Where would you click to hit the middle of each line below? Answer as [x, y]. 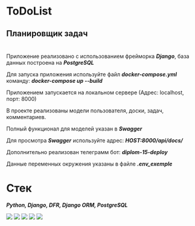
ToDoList [29, 11]
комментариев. [26, 117]
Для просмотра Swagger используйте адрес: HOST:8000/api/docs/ [94, 140]
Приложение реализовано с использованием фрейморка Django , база [98, 56]
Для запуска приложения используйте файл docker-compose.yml [91, 74]
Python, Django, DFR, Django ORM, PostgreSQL [67, 205]
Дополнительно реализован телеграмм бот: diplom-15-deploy [87, 152]
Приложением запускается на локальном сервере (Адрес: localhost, [95, 92]
